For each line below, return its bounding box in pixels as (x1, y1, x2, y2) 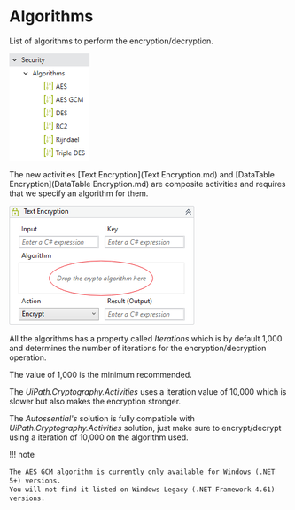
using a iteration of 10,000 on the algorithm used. (9, 432, 189, 443)
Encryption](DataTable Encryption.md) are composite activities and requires (9, 178, 286, 189)
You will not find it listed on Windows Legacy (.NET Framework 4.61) (9, 485, 276, 494)
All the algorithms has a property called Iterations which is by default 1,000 (9, 333, 283, 343)
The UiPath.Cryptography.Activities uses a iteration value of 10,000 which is (9, 386, 287, 396)
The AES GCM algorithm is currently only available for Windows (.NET (9, 467, 276, 476)
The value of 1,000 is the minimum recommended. (9, 369, 192, 380)
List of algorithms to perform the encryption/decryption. (9, 35, 214, 46)
